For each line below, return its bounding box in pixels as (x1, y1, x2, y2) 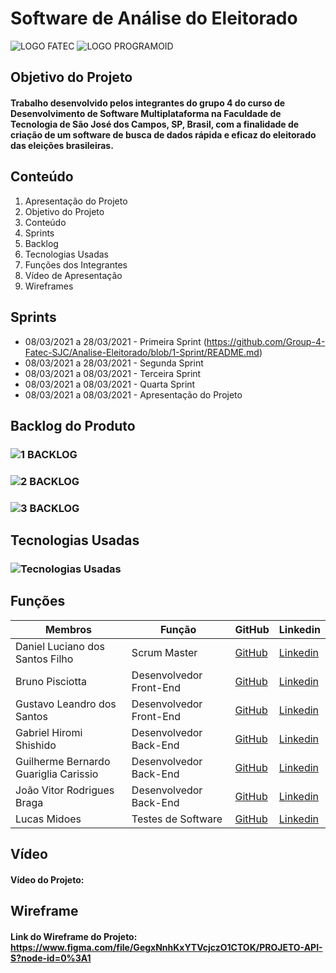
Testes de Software (131, 812, 223, 826)
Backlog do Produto (10, 417, 136, 434)
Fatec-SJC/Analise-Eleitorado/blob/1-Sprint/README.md (24, 346, 260, 358)
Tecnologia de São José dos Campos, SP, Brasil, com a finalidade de (10, 118, 300, 130)
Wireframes (24, 280, 74, 292)
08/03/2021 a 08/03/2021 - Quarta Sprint (24, 378, 196, 390)
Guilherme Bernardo (15, 754, 111, 768)
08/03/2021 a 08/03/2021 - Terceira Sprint (24, 367, 202, 379)
